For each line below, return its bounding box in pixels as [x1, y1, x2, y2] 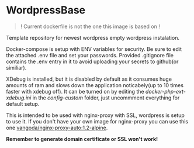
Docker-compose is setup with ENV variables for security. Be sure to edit [6, 45, 182, 53]
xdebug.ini [6, 94, 32, 101]
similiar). [6, 64, 27, 71]
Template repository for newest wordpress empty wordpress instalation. [6, 34, 180, 41]
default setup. [6, 100, 40, 107]
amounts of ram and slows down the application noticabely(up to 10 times [6, 81, 184, 88]
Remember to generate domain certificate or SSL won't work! [6, 135, 158, 142]
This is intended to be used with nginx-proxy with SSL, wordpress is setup [6, 112, 185, 119]
